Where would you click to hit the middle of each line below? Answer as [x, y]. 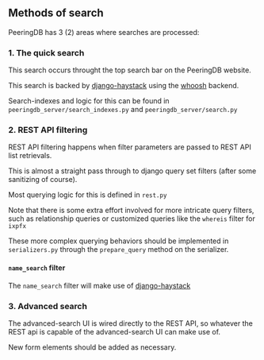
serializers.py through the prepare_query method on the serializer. [119, 250]
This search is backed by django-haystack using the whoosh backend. [124, 86]
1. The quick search [46, 52]
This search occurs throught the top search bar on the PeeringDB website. [130, 70]
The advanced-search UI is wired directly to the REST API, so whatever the [131, 323]
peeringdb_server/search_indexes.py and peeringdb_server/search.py [123, 110]
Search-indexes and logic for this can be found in [89, 101]
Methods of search [56, 13]
